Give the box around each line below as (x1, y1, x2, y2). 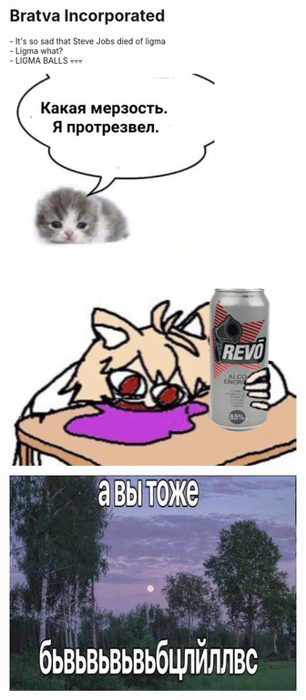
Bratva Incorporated (9, 5, 166, 26)
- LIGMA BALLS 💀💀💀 (9, 55, 84, 66)
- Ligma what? (9, 45, 64, 56)
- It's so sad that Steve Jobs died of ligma (9, 36, 167, 46)
